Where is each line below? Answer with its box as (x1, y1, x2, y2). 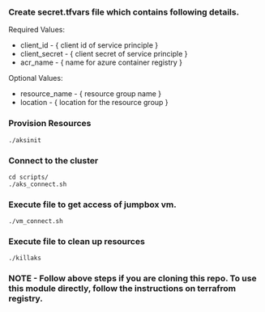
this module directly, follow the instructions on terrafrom (8, 283, 237, 294)
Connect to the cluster (8, 154, 99, 166)
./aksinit (8, 136, 42, 144)
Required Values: (8, 25, 65, 35)
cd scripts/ (8, 173, 49, 181)
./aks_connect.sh (8, 180, 67, 188)
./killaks (8, 254, 42, 263)
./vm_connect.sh (8, 217, 63, 226)
